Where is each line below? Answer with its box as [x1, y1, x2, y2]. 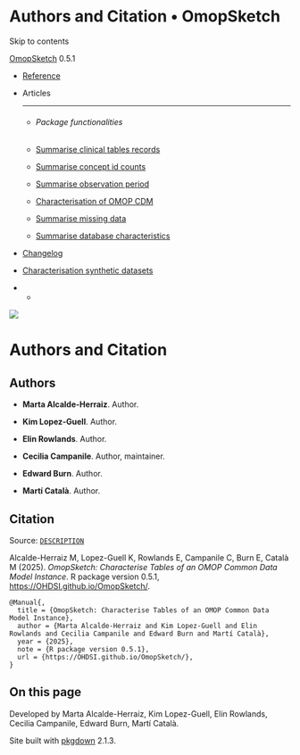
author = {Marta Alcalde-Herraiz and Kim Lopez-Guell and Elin [17, 621, 257, 630]
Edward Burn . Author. [21, 469, 103, 479]
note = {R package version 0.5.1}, [17, 644, 150, 653]
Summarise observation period [35, 178, 150, 189]
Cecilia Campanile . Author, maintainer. [21, 451, 165, 461]
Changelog [21, 248, 63, 259]
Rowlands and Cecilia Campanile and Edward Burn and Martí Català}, [9, 629, 270, 638]
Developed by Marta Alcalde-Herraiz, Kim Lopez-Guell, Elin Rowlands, [9, 708, 268, 719]
